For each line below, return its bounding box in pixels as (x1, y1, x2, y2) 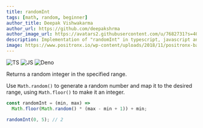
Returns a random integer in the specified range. (6, 70, 127, 78)
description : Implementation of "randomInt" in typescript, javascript (6, 37, 190, 43)
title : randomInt (6, 8, 50, 15)
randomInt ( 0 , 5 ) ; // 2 (6, 117, 63, 123)
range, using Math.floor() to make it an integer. (6, 88, 125, 96)
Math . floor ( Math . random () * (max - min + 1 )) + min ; (11, 106, 147, 112)
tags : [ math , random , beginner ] (6, 14, 88, 20)
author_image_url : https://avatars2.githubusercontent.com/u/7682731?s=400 (6, 31, 201, 37)
